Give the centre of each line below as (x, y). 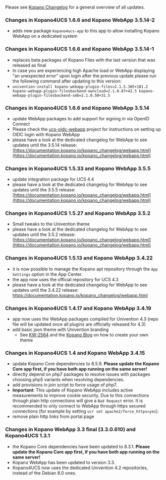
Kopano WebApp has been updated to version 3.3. (64, 462)
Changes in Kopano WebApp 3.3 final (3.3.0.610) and (70, 429)
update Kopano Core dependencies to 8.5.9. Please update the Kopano (86, 364)
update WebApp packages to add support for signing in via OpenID (81, 118)
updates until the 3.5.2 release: (44, 235)
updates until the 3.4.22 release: (45, 290)
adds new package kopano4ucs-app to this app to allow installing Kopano (86, 31)
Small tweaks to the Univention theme (51, 224)
